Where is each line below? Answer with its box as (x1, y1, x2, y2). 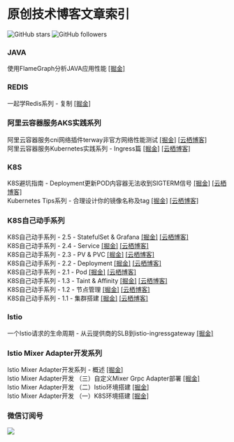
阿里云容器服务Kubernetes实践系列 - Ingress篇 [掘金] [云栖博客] (7, 144, 191, 153)
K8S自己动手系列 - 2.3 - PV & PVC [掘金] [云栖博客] (7, 250, 155, 259)
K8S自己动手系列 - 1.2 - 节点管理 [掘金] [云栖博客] (7, 285, 150, 294)
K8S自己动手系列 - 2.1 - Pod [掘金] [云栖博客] (7, 268, 136, 277)
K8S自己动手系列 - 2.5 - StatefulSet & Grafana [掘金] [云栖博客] (7, 233, 189, 242)
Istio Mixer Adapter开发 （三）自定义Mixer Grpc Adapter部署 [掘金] (7, 374, 200, 382)
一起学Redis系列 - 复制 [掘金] (7, 99, 91, 107)
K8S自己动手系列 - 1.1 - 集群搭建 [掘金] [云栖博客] (7, 294, 149, 303)
